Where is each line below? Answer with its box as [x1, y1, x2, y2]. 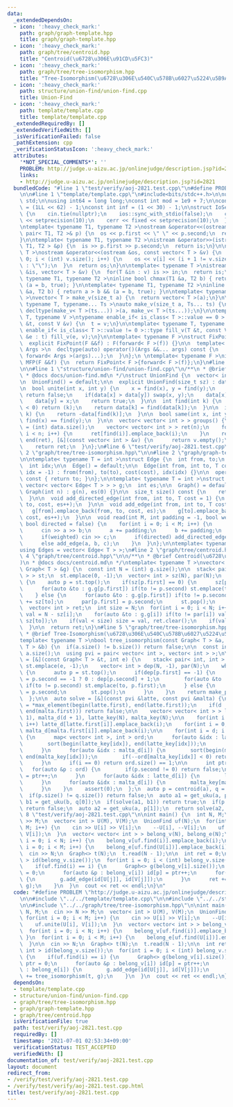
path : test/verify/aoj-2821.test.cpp [13, 1024, 123, 1032]
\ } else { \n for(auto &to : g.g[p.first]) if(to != [19, 591, 200, 598]
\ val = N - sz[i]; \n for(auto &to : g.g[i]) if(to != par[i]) [19, 611, 216, 618]
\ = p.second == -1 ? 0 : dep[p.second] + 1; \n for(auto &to [19, 675, 222, 682]
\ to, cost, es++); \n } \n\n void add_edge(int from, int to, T [19, 501, 213, 508]
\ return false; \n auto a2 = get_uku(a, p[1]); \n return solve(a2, [19, 805, 225, 812]
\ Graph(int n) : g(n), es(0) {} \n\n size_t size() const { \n [19, 488, 207, 495]
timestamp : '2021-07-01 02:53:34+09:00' [13, 1038, 132, 1044]
